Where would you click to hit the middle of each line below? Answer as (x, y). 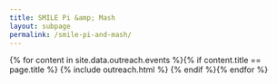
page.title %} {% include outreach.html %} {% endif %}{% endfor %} (139, 70)
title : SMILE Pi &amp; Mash (63, 18)
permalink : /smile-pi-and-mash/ (70, 34)
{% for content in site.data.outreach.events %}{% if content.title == (135, 61)
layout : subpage (40, 26)
